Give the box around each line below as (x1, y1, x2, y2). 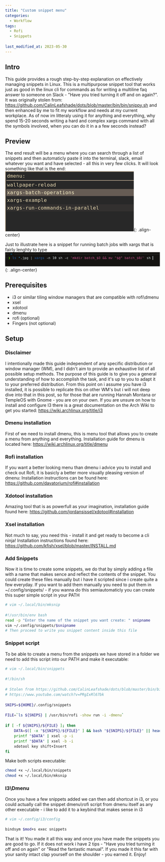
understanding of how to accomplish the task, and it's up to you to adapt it (5, 376, 156, 382)
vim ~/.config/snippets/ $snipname (5, 623, 76, 628)
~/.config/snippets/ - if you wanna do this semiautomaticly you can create (5, 587, 155, 593)
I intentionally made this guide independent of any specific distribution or (5, 360, 153, 366)
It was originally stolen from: (5, 97, 62, 103)
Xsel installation (5, 521, 45, 528)
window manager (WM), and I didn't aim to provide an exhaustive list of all (5, 366, 155, 372)
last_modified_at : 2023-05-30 (5, 44, 67, 49)
